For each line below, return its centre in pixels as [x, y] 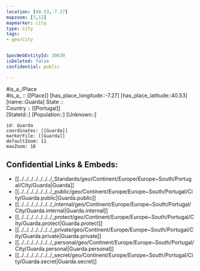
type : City [20, 28]
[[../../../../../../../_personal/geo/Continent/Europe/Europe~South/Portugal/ [104, 242]
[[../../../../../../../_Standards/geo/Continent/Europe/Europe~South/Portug [103, 179]
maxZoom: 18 [21, 146]
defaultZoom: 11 [26, 141]
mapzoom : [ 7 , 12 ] [26, 17]
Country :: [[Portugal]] [33, 108]
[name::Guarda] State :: [35, 102]
